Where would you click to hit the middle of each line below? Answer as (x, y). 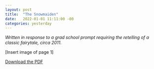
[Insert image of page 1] (29, 52)
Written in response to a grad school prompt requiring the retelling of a (77, 37)
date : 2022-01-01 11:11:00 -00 (39, 19)
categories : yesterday (28, 23)
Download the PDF (24, 62)
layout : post (19, 10)
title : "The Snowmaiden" (32, 14)
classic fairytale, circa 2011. (33, 43)
